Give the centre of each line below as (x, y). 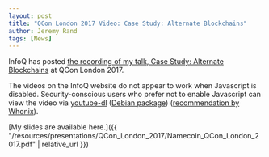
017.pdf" (22, 144)
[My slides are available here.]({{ (63, 127)
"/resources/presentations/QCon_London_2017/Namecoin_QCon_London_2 (134, 136)
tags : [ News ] (30, 38)
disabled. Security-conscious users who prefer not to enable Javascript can (134, 95)
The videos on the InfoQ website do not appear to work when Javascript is (132, 86)
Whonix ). (23, 112)
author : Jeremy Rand (43, 31)
